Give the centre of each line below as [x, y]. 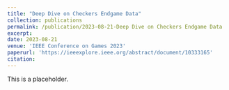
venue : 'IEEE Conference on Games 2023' [67, 46]
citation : [22, 59]
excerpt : [20, 33]
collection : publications [45, 20]
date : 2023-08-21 [32, 40]
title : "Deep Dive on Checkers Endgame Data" [74, 14]
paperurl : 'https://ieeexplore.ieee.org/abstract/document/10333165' [110, 53]
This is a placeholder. [38, 79]
